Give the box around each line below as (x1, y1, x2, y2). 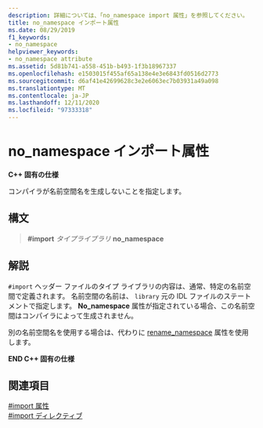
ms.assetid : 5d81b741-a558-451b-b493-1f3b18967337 (8, 63, 177, 71)
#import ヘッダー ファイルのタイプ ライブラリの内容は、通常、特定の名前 (8, 281, 244, 291)
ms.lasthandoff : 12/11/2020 (8, 99, 100, 107)
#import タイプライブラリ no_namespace (27, 234, 164, 243)
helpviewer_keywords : (8, 48, 79, 56)
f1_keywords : (8, 33, 51, 42)
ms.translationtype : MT (8, 84, 86, 92)
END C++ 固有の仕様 (8, 354, 75, 363)
